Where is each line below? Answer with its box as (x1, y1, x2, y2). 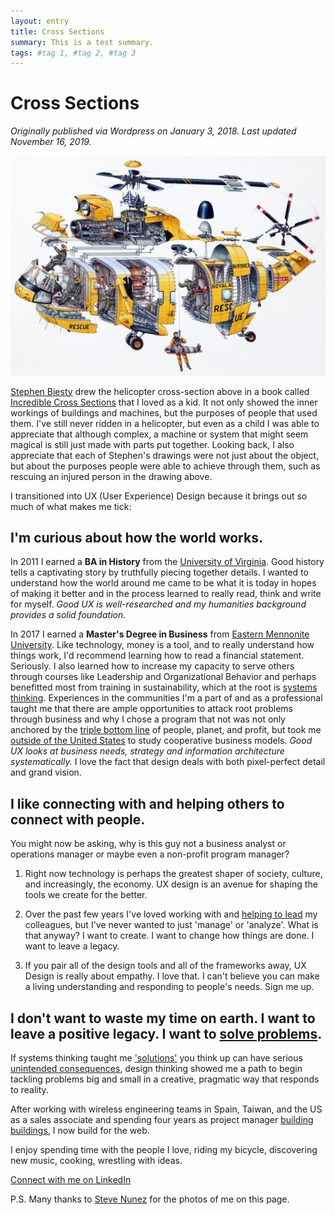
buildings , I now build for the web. (10, 1125, 150, 1137)
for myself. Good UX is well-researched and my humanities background (10, 598, 307, 610)
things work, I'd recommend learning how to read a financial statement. (10, 650, 305, 662)
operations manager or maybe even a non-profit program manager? (10, 848, 290, 860)
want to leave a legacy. (24, 940, 120, 952)
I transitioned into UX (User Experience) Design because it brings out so (10, 490, 308, 502)
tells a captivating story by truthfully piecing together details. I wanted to (10, 566, 309, 579)
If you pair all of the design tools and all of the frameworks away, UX (24, 960, 307, 972)
